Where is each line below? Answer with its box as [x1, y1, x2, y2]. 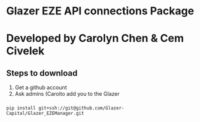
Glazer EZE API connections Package [6, 4, 195, 18]
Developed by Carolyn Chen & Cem [6, 32, 184, 45]
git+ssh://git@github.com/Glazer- [38, 105, 125, 111]
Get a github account [14, 84, 67, 91]
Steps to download [6, 68, 78, 78]
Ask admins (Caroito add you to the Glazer [14, 90, 120, 97]
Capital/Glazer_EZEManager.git [6, 111, 84, 117]
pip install [6, 105, 36, 111]
